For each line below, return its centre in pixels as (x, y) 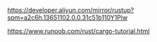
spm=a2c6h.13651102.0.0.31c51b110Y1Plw (68, 17)
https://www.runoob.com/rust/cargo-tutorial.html (78, 31)
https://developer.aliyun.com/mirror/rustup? (71, 10)
